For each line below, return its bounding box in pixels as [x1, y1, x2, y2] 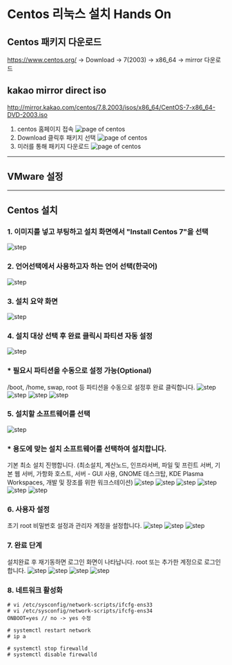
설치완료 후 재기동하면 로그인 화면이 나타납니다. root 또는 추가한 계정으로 [7, 558, 203, 566]
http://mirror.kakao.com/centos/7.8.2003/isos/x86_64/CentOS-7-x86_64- [7, 103, 216, 111]
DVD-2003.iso [7, 110, 48, 118]
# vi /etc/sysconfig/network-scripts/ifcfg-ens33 [7, 601, 153, 608]
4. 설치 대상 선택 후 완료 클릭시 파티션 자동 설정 [7, 331, 153, 340]
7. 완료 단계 [7, 540, 43, 550]
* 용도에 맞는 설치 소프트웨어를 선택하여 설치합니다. [7, 444, 167, 453]
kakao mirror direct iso [7, 84, 107, 97]
